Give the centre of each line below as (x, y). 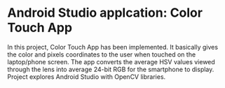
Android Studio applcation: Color (105, 13)
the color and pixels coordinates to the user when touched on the (102, 54)
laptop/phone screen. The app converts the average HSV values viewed (111, 61)
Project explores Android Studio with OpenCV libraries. (87, 76)
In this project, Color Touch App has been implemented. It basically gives (113, 47)
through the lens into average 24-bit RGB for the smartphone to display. (111, 69)
